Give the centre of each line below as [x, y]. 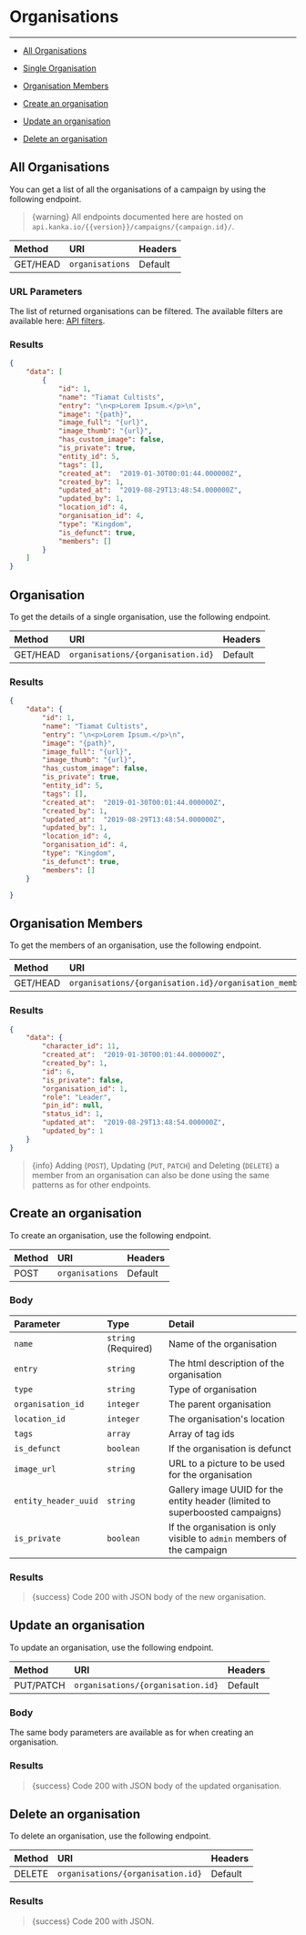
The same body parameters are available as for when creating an [132, 1733]
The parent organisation [219, 1404]
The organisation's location [226, 1419]
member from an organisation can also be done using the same [151, 1175]
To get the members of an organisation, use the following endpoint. [136, 945]
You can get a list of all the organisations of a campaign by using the [138, 189]
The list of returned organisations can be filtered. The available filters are [147, 311]
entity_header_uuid [56, 1501]
